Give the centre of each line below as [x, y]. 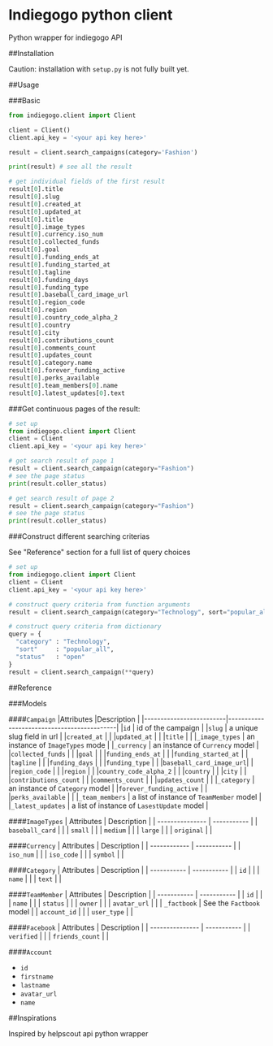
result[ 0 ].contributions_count [61, 340]
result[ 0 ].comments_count [52, 348]
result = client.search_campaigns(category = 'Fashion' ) [103, 152]
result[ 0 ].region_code [47, 302]
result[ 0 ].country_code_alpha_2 [63, 318]
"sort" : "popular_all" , [65, 649]
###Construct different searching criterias [79, 536]
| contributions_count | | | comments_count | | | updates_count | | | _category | [132, 779]
